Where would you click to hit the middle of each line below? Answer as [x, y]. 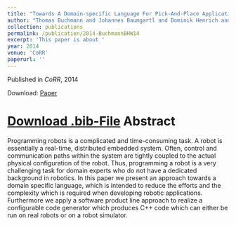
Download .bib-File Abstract [91, 121]
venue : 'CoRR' [28, 53]
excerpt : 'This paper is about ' [56, 40]
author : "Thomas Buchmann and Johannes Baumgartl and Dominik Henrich [113, 20]
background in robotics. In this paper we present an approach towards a [112, 178]
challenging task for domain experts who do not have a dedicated [102, 170]
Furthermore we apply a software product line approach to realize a [105, 200]
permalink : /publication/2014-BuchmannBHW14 [73, 33]
